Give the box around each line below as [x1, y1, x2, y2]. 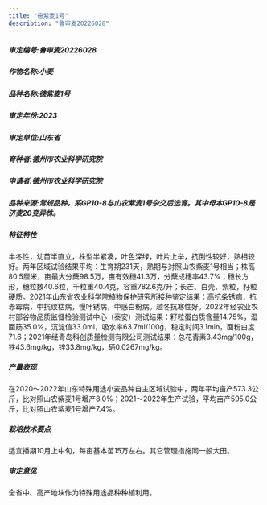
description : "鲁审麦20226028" [8, 19, 110, 27]
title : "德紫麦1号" [8, 11, 69, 20]
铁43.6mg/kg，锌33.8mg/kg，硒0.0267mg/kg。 [8, 342, 167, 352]
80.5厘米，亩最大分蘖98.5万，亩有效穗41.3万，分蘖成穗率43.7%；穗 [8, 271, 236, 282]
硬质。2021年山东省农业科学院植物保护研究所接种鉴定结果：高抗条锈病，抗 [8, 292, 257, 302]
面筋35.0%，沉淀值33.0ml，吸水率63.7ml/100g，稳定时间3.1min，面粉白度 [8, 322, 256, 332]
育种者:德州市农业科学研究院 [8, 154, 103, 164]
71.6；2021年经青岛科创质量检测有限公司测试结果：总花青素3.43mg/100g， [8, 332, 258, 342]
